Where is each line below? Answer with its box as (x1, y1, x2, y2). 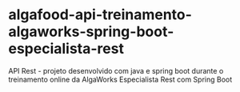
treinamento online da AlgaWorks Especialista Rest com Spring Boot (8, 74, 233, 84)
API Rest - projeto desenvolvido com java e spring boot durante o (8, 66, 224, 75)
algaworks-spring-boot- (8, 22, 174, 41)
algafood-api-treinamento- (8, 6, 192, 24)
